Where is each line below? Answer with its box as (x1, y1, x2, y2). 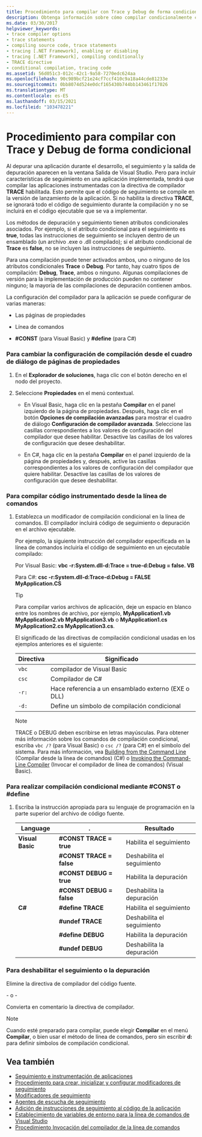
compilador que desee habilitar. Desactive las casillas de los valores (23, 433, 193, 440)
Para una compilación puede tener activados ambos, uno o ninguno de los (6, 257, 191, 264)
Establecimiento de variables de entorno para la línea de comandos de (14, 1111, 190, 1118)
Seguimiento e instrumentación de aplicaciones (14, 1073, 133, 1080)
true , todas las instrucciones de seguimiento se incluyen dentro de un (6, 232, 180, 239)
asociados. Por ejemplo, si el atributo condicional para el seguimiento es (6, 225, 186, 232)
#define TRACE (59, 904, 104, 912)
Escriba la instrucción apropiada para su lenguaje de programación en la (14, 803, 195, 811)
